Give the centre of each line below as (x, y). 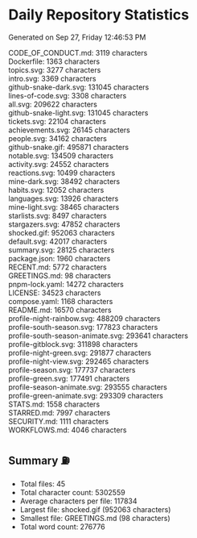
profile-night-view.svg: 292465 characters (79, 361)
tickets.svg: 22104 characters (57, 121)
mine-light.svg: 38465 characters (64, 206)
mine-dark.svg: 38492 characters (64, 181)
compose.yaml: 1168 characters (61, 301)
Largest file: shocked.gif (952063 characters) (95, 509)
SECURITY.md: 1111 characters (59, 421)
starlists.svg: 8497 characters (57, 215)
